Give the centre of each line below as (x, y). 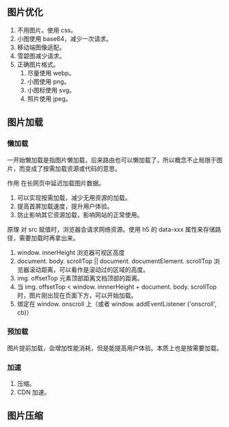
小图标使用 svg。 (51, 90)
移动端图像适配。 (41, 47)
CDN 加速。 (33, 392)
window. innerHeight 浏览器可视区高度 (71, 252)
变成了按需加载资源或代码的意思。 (73, 168)
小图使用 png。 (49, 82)
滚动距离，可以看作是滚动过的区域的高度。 (89, 269)
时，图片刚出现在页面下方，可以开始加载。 (77, 295)
